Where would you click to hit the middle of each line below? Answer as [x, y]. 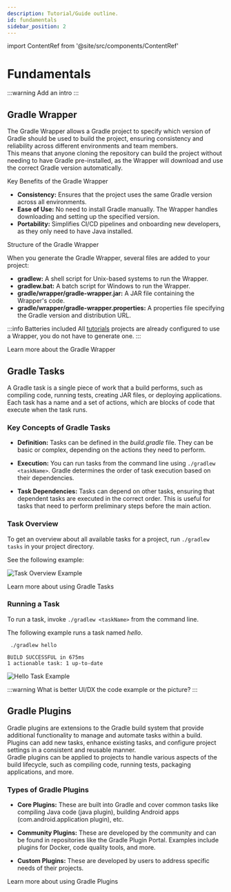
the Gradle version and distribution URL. [74, 315]
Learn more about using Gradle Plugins [63, 881]
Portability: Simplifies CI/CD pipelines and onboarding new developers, [119, 224]
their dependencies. [46, 478]
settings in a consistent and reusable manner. [72, 750]
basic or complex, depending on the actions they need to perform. [111, 450]
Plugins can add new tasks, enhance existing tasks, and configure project [112, 742]
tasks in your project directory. [51, 546]
